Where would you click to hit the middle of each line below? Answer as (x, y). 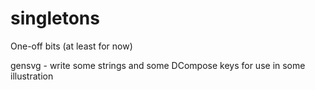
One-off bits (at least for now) (71, 46)
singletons (55, 18)
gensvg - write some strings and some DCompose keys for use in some (158, 65)
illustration (32, 76)
